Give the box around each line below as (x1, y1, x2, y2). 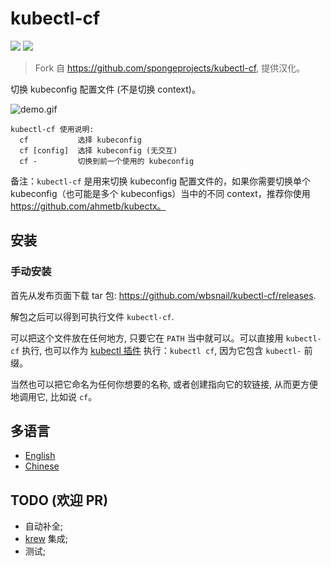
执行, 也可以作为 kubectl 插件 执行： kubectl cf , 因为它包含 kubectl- (21, 344, 302, 356)
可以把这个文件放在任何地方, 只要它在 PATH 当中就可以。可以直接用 (10, 332, 284, 344)
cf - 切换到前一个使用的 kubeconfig (19, 156, 195, 166)
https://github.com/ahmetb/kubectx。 (10, 200, 167, 212)
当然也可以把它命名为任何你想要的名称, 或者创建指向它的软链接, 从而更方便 (10, 378, 318, 390)
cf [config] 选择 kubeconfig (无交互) (19, 145, 178, 156)
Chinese (24, 460, 60, 472)
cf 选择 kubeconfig (19, 135, 142, 145)
